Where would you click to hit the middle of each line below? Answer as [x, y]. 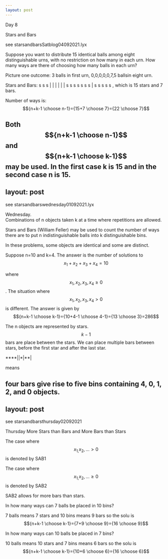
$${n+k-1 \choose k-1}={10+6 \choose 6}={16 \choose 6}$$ [86, 551]
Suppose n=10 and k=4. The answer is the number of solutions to [74, 255]
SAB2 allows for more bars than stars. [45, 496]
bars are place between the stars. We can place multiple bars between [80, 342]
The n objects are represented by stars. [47, 327]
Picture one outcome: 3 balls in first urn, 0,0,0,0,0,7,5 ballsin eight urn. [79, 75]
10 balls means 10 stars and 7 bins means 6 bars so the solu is [71, 544]
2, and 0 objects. [33, 392]
